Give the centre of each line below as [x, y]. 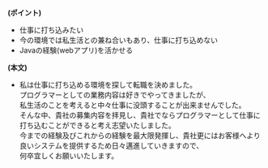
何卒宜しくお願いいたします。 [69, 156]
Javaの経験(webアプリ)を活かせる [76, 50]
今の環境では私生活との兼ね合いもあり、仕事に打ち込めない [119, 40]
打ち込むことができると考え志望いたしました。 [97, 125]
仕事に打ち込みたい [51, 30]
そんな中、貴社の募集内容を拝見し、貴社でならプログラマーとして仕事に [140, 115]
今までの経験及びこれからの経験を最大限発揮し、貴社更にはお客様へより [140, 136]
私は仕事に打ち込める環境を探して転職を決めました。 [108, 85]
